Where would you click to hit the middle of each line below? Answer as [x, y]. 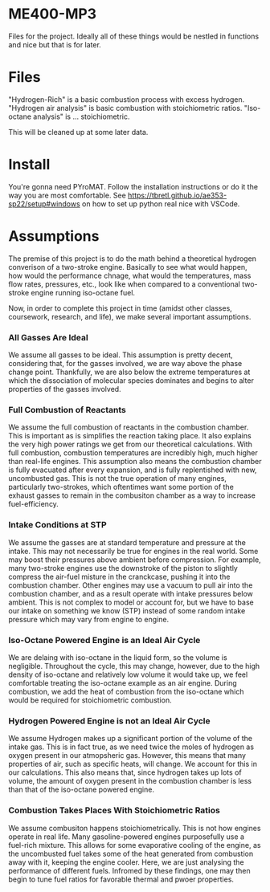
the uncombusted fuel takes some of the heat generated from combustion [131, 853]
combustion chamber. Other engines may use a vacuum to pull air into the [131, 585]
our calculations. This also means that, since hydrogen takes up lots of [125, 772]
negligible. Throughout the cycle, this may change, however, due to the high [134, 666]
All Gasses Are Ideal [48, 337]
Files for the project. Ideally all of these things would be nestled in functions [134, 36]
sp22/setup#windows [44, 204]
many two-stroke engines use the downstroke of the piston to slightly [123, 568]
